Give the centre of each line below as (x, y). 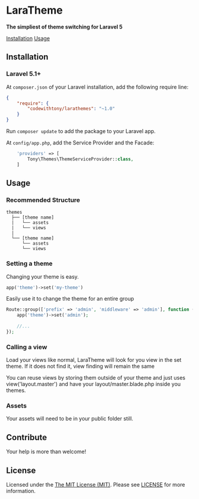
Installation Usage (28, 38)
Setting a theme (30, 264)
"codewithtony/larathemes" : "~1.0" (71, 109)
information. (21, 491)
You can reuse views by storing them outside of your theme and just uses (96, 378)
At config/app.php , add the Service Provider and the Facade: (80, 143)
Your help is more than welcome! (46, 451)
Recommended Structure (43, 200)
